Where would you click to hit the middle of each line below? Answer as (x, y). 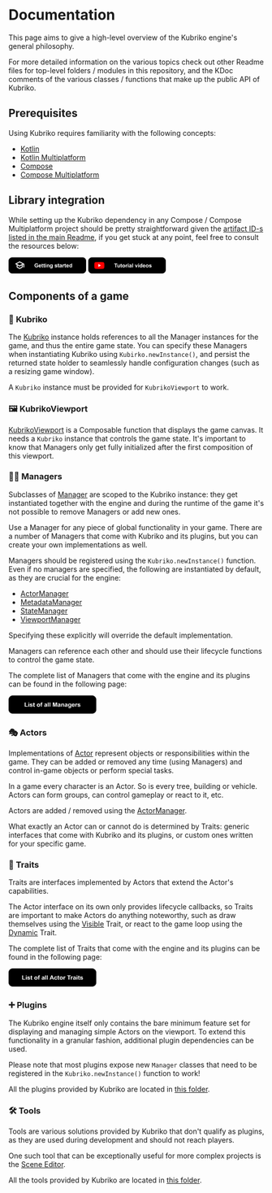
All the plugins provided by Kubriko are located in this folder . (109, 1089)
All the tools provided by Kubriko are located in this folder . (105, 1180)
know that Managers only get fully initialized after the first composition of (131, 447)
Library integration (57, 200)
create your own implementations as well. (78, 544)
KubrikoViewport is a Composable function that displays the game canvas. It (136, 429)
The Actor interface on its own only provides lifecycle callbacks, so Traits (131, 907)
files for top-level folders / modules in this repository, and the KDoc (121, 70)
